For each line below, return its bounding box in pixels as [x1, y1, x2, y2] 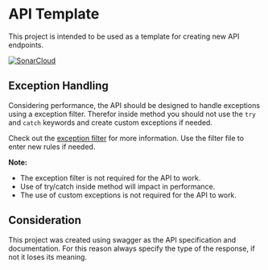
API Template [8, 5, 100, 23]
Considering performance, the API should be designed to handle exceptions [8, 100, 260, 110]
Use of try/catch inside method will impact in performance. [19, 181, 216, 191]
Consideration [8, 214, 82, 227]
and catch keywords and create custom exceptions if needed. [8, 118, 213, 127]
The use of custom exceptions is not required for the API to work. [19, 190, 237, 200]
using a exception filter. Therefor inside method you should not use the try [8, 109, 256, 118]
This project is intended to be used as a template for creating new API [8, 31, 240, 41]
